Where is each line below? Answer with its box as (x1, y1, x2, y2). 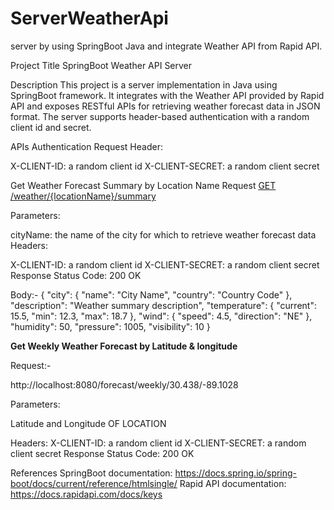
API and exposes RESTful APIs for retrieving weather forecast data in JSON (10, 100, 321, 112)
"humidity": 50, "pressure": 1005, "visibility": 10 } (10, 320, 211, 332)
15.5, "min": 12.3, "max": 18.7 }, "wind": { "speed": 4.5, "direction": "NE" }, (10, 310, 313, 322)
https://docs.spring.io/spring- (174, 467, 298, 479)
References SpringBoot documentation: (10, 467, 173, 479)
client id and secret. (10, 121, 92, 133)
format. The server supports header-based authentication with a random (10, 110, 310, 122)
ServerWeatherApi (10, 7, 169, 30)
